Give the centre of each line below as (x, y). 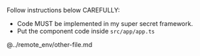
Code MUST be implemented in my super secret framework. (105, 23)
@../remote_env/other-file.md (50, 44)
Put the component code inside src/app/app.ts (86, 31)
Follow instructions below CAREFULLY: (63, 10)
